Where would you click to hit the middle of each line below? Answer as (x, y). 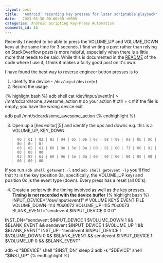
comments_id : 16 (21, 28)
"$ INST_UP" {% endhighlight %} (37, 256)
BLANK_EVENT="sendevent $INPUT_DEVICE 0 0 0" (64, 211)
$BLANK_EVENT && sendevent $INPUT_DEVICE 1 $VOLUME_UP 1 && (74, 225)
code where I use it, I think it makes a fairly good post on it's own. (71, 63)
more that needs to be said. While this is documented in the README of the (81, 57)
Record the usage (30, 87)
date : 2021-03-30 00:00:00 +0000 (41, 19)
